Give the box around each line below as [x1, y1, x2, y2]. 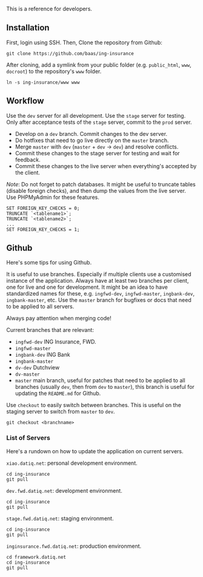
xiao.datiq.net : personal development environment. [6, 459, 138, 467]
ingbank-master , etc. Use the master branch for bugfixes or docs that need [6, 297, 192, 304]
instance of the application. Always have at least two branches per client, [6, 277, 189, 285]
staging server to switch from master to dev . [6, 408, 115, 415]
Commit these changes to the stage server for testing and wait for [15, 149, 180, 157]
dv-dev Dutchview [15, 364, 60, 371]
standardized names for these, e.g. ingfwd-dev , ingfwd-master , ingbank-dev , [6, 290, 195, 297]
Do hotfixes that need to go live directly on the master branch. [15, 137, 169, 144]
